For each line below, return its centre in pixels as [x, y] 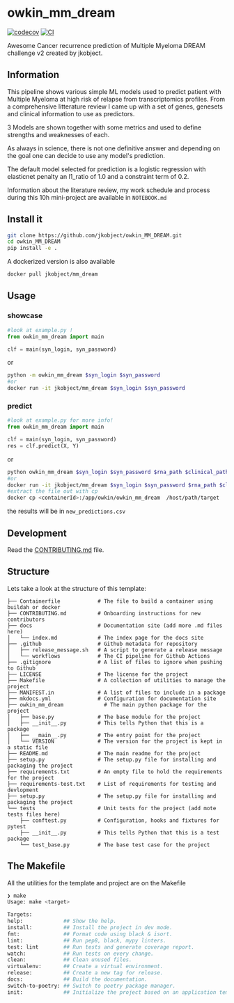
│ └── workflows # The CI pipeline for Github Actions [109, 656]
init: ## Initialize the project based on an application [112, 992]
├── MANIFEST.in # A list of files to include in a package [117, 693]
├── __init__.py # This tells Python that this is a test [119, 832]
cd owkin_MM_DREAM [34, 242]
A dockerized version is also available [61, 262]
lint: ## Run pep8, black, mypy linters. [87, 940]
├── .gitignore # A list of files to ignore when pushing [115, 662]
